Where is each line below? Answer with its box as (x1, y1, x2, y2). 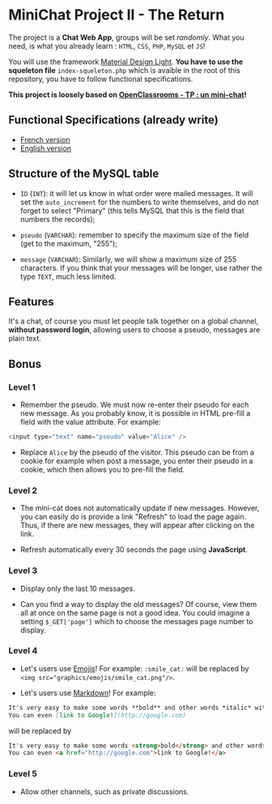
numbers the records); (19, 214, 96, 224)
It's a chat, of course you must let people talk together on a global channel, (8, 316, 259, 326)
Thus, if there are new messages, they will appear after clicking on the (19, 520, 255, 530)
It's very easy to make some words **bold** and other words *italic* (8, 703, 252, 712)
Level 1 (8, 381, 36, 392)
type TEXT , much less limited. (19, 272, 117, 281)
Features (8, 294, 54, 309)
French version (19, 135, 70, 144)
